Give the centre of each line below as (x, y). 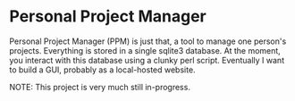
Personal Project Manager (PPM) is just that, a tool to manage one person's (148, 41)
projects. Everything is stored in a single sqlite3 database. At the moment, (145, 50)
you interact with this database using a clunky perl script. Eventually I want (147, 60)
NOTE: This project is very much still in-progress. (100, 87)
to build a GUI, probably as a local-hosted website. (102, 70)
